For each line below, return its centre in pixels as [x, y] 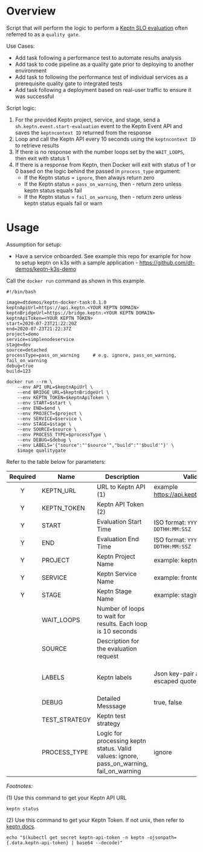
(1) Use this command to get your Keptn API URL [66, 798]
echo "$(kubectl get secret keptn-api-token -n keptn [76, 837]
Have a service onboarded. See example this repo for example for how [103, 256]
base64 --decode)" [99, 843]
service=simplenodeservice [40, 339]
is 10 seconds [117, 631]
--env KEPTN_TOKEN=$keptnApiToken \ [63, 397]
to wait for [111, 616]
